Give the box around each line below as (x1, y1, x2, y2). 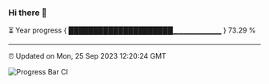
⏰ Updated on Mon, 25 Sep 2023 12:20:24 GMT (8, 52, 167, 61)
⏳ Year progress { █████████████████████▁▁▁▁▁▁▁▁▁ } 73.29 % (8, 25, 256, 35)
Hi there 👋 (8, 7, 48, 18)
